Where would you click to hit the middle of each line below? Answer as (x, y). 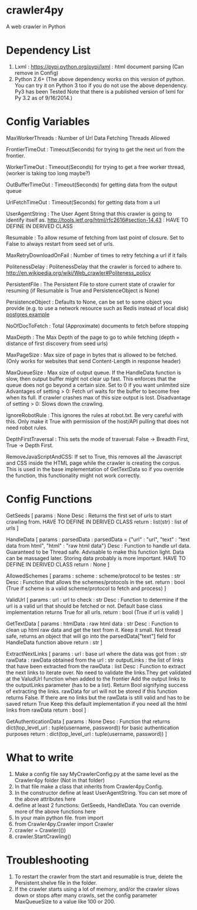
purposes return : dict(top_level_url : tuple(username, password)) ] (87, 734)
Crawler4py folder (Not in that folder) (60, 780)
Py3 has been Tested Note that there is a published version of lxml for (99, 91)
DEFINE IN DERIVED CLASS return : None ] (58, 564)
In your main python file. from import (59, 818)
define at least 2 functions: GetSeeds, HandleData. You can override (97, 805)
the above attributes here (45, 799)
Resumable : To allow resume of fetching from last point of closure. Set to (95, 237)
